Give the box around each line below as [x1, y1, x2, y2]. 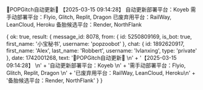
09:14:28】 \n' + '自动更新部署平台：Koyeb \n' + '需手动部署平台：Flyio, [6, 62, 186, 69]
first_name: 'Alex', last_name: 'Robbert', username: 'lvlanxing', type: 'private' [6, 47, 198, 54]
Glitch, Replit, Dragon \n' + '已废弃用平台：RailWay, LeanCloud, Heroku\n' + [6, 69, 196, 76]
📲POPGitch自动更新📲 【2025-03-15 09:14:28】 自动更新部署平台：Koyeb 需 [6, 6, 196, 13]
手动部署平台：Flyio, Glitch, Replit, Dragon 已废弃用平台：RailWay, [6, 13, 172, 21]
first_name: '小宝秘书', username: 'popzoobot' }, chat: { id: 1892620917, [6, 40, 185, 47]
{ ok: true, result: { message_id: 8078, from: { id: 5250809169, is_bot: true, [6, 33, 192, 40]
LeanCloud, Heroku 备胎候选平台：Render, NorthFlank [6, 21, 142, 28]
